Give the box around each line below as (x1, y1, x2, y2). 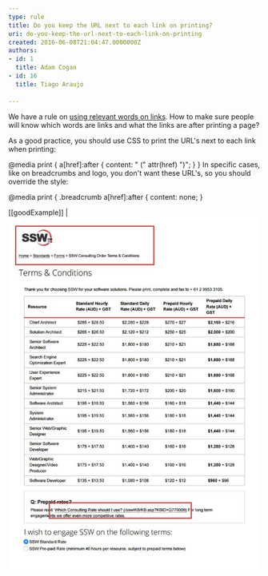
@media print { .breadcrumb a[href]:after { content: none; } (8, 192, 203, 201)
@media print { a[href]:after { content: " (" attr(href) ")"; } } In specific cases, (8, 160, 261, 169)
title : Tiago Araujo (15, 80, 84, 88)
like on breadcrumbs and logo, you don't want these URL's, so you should (8, 168, 251, 177)
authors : (8, 46, 38, 55)
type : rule (8, 13, 45, 21)
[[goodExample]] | (8, 208, 68, 217)
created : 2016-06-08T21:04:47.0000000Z (8, 38, 142, 46)
